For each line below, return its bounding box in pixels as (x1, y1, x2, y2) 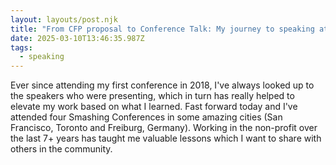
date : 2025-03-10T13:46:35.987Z (10, 33, 145, 43)
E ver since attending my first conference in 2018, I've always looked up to (10, 79, 315, 91)
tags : (10, 42, 33, 53)
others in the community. (10, 143, 113, 155)
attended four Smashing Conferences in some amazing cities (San (10, 111, 283, 123)
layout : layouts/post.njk (10, 14, 118, 25)
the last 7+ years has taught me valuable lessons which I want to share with (10, 132, 322, 145)
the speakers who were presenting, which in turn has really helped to (10, 90, 295, 102)
